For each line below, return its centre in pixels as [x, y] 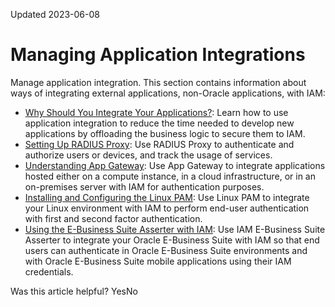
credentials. [49, 271]
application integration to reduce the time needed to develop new [159, 123]
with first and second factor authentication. [113, 218]
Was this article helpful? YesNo [74, 291]
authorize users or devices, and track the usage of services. [148, 155]
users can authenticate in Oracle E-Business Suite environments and [166, 250]
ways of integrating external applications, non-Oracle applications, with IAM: [168, 93]
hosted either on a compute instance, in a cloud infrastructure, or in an [170, 176]
